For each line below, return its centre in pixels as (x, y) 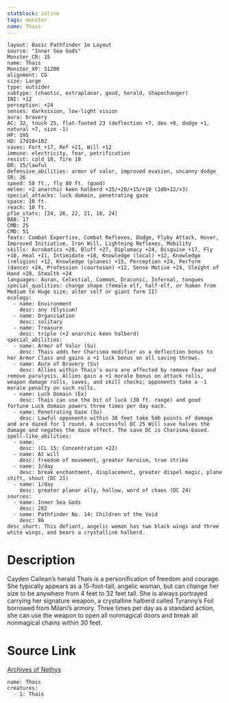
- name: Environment (43, 304)
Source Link (42, 650)
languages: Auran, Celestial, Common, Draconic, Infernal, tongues (106, 280)
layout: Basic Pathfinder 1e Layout (59, 45)
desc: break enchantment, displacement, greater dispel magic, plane (121, 473)
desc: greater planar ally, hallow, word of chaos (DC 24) (106, 490)
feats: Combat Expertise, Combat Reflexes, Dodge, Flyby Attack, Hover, (113, 238)
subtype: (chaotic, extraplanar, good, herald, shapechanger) (98, 94)
